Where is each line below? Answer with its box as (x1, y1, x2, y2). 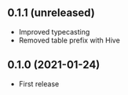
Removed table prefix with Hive (18, 35, 121, 45)
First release (18, 79, 60, 89)
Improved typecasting (18, 27, 90, 36)
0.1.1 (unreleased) (7, 6, 95, 20)
